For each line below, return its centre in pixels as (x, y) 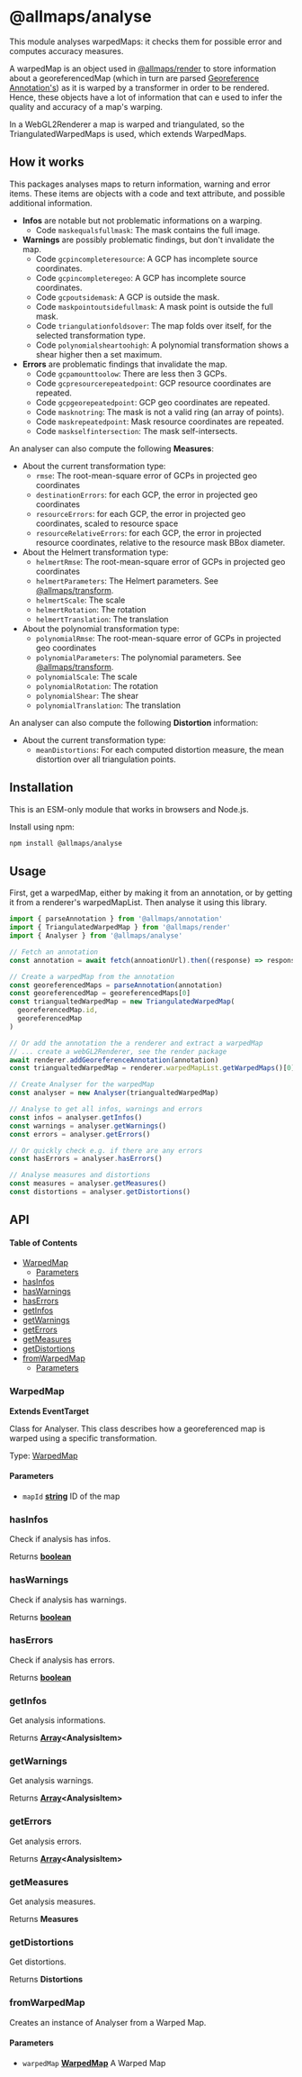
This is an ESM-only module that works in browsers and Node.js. (129, 809)
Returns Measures (44, 1919)
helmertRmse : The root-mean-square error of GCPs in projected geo (160, 561)
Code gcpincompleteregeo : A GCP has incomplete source (141, 277)
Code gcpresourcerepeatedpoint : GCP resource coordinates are (153, 383)
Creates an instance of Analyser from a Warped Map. (108, 2022)
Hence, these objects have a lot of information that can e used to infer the (146, 97)
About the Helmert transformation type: (95, 552)
